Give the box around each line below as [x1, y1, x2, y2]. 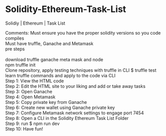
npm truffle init [5, 62, 36, 68]
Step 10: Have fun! [5, 125, 44, 131]
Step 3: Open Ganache [5, 88, 53, 94]
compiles [5, 35, 24, 41]
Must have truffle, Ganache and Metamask [5, 40, 94, 46]
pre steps [5, 46, 25, 52]
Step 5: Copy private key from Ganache [5, 99, 87, 105]
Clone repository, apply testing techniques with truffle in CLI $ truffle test [5, 67, 157, 73]
